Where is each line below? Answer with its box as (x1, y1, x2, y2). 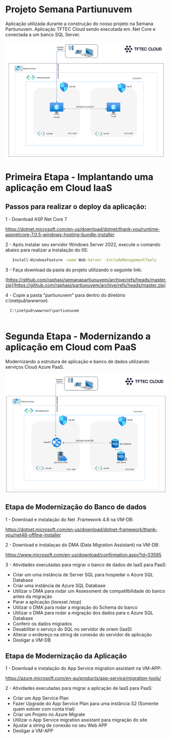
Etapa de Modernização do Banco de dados (5, 503, 147, 511)
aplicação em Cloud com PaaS (5, 342, 137, 353)
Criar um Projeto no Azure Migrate (12, 711, 85, 717)
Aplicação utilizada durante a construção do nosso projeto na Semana (5, 21, 154, 27)
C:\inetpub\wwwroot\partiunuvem (10, 308, 79, 313)
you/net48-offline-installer (5, 532, 61, 538)
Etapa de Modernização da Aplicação (5, 652, 127, 661)
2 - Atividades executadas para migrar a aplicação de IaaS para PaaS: (5, 685, 153, 691)
